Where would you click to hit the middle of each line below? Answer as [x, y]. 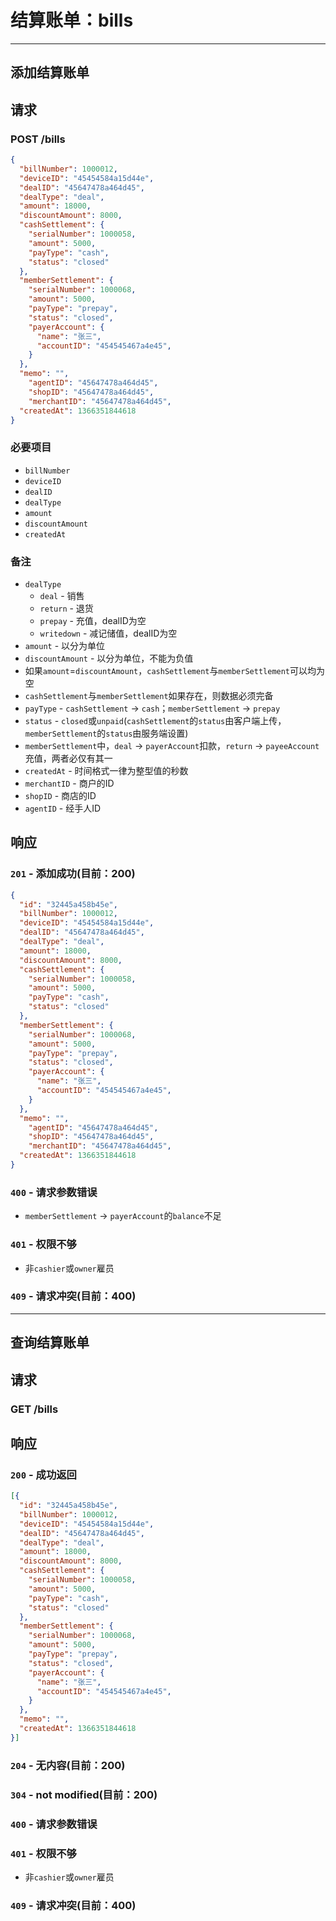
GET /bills [34, 1409]
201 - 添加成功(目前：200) [73, 874]
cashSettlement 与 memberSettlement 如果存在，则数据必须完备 [149, 695]
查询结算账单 [50, 1342]
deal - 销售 [62, 595]
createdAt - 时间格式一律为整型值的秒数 [106, 770]
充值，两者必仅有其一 [68, 758]
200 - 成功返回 [43, 1474]
